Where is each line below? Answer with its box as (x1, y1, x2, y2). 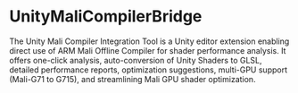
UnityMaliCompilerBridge (9, 6, 203, 27)
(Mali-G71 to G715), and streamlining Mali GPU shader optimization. (9, 73, 256, 84)
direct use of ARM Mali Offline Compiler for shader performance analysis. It (9, 45, 286, 55)
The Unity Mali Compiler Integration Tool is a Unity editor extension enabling (9, 36, 290, 46)
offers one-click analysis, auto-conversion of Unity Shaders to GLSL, (9, 55, 262, 65)
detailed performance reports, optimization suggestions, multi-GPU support (9, 64, 288, 75)
